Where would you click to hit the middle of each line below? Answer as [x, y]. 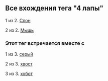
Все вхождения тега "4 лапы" [55, 8]
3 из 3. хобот [19, 74]
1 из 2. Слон [18, 20]
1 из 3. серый [19, 54]
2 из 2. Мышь [20, 30]
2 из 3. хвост [19, 64]
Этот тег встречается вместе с [45, 43]
